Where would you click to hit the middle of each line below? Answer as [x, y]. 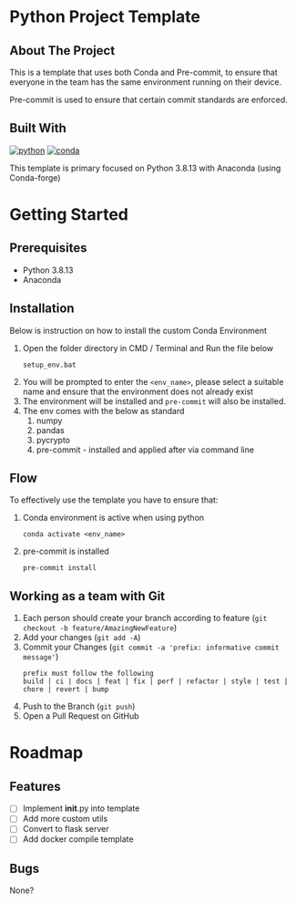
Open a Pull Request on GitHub [81, 716]
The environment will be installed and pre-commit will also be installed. [154, 401]
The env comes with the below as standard [103, 410]
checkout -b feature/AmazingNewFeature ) [100, 628]
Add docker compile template [78, 839]
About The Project [62, 51]
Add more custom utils [65, 819]
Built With [38, 128]
